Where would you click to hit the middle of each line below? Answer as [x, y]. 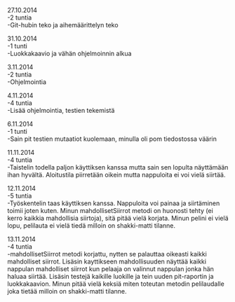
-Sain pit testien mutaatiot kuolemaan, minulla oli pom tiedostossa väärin [112, 139]
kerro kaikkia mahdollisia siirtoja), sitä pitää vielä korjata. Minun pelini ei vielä [118, 218]
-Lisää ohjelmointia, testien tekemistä [61, 110]
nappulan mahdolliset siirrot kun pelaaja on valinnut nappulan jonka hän [110, 269]
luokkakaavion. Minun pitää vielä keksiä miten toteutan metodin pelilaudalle [116, 284]
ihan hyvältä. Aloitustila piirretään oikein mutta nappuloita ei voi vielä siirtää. [116, 175]
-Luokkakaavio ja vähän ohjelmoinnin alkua [69, 53]
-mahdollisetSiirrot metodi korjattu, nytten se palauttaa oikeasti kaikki [107, 254]
